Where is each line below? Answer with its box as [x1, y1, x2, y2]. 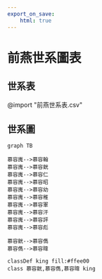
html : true [20, 17, 52, 24]
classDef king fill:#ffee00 [7, 258, 90, 265]
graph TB [7, 143, 33, 150]
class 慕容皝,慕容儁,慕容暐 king [7, 266, 96, 273]
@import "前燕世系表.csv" [7, 100, 83, 109]
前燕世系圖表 [7, 50, 82, 66]
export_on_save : [7, 10, 55, 18]
